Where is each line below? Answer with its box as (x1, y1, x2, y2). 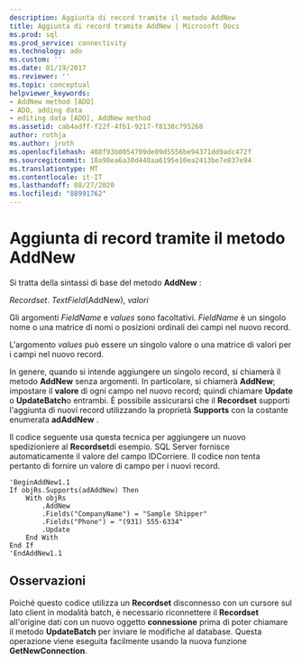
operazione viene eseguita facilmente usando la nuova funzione (9, 635, 248, 646)
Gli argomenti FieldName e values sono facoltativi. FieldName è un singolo (9, 312, 287, 323)
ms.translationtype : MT (9, 164, 99, 173)
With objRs (25, 493, 67, 502)
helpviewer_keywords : (9, 88, 91, 97)
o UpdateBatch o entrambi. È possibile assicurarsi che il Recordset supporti (9, 394, 290, 406)
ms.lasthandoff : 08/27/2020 (9, 181, 115, 190)
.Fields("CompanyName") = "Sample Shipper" (41, 509, 207, 519)
